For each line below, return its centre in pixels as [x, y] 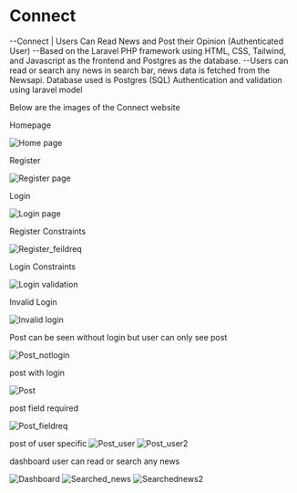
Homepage [31, 125]
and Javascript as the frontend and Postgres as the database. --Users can [149, 60]
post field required [44, 408]
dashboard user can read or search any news [95, 461]
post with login [37, 372]
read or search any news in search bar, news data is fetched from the [140, 70]
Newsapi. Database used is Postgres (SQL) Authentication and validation [146, 79]
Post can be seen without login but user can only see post [118, 337]
